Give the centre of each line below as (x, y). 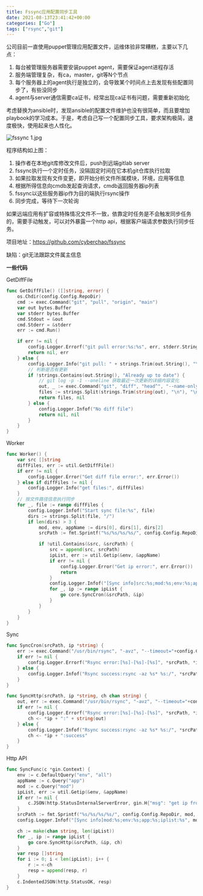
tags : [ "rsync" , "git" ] (35, 29)
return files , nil (62, 398)
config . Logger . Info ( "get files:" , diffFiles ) (86, 488)
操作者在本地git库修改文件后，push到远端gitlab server (82, 163)
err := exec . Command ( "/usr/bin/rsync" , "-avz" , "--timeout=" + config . (107, 651)
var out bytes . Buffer (44, 308)
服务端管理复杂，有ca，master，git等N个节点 (72, 75)
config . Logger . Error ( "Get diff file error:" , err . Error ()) (104, 476)
